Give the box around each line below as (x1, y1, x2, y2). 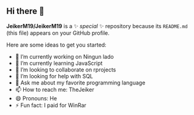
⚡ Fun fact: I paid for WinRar (15, 102, 87, 109)
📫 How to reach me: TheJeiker (15, 86, 95, 93)
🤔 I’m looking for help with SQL (15, 72, 94, 80)
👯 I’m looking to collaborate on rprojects (15, 65, 116, 73)
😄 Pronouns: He (15, 94, 57, 102)
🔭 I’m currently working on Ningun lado (15, 53, 114, 60)
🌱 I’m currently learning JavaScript (15, 59, 103, 67)
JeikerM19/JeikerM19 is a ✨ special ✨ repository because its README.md (6, 22, 188, 29)
